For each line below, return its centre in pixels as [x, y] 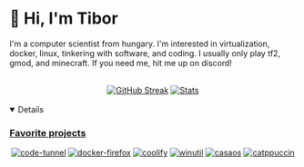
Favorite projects [48, 133]
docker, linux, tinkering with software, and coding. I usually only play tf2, [145, 53]
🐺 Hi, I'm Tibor [64, 19]
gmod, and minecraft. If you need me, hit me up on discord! [121, 63]
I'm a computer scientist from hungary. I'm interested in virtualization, [140, 44]
